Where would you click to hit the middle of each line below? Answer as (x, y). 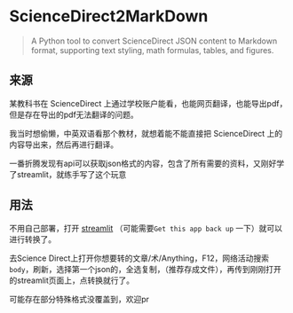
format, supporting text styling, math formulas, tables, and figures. (152, 50)
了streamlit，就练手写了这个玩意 (68, 174)
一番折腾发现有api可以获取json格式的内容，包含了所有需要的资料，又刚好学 (147, 163)
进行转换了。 (32, 239)
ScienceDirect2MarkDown (109, 16)
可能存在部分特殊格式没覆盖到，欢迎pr (79, 299)
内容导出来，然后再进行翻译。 (63, 145)
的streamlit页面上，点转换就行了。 (72, 280)
